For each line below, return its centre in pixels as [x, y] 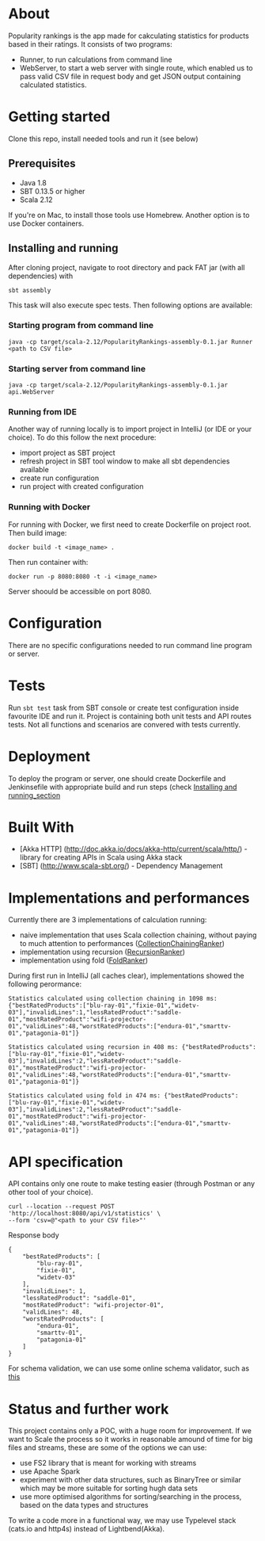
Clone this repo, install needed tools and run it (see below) [104, 139]
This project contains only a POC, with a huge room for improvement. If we [130, 1431]
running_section [34, 795]
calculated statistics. [53, 85]
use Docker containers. [46, 223]
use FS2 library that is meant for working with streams [108, 1463]
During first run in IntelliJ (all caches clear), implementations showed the [126, 976]
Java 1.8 [33, 182]
